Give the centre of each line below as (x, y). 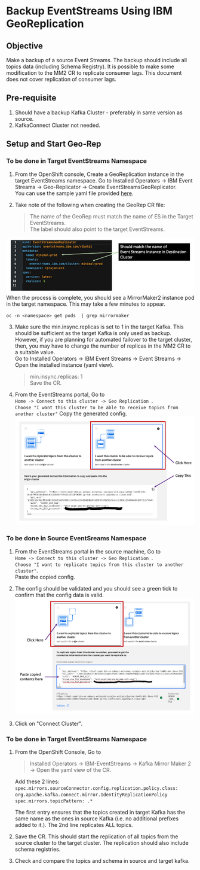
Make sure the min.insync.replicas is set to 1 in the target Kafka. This (99, 327)
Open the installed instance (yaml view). (64, 365)
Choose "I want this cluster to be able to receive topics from (96, 408)
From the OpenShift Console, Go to (58, 752)
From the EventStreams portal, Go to (60, 395)
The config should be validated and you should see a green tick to (96, 588)
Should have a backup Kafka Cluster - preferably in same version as (99, 112)
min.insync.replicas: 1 (56, 377)
